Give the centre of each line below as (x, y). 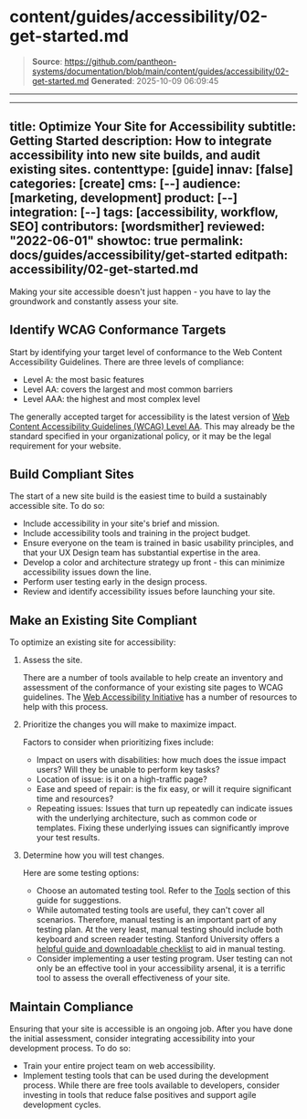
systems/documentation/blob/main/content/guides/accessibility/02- (160, 71)
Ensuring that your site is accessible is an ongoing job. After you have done (151, 1029)
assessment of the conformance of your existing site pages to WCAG (153, 688)
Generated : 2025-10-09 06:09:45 (155, 80)
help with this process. (65, 707)
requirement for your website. (65, 446)
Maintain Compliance (72, 1007)
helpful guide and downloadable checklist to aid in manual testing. (161, 949)
